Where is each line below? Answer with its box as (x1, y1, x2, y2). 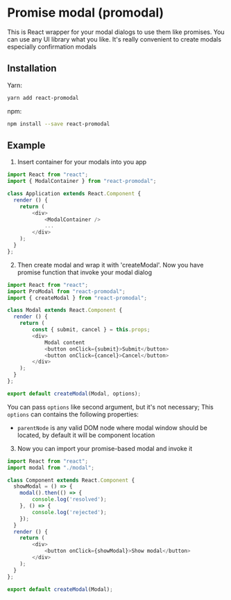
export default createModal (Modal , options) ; (7, 390, 141, 397)
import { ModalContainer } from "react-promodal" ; (7, 178, 157, 185)
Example (7, 139, 46, 151)
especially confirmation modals (7, 42, 97, 51)
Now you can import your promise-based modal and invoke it (17, 444, 193, 452)
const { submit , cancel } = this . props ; (32, 326, 151, 333)
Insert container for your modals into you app (17, 158, 147, 166)
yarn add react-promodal (7, 94, 79, 101)
